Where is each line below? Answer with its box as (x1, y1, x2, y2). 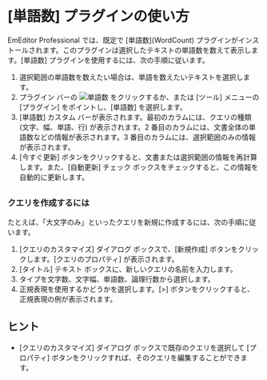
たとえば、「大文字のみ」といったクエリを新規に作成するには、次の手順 (7, 217, 242, 226)
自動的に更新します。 (18, 172, 90, 182)
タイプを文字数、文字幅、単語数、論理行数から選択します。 (18, 274, 215, 284)
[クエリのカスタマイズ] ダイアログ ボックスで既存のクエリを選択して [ (18, 342, 249, 352)
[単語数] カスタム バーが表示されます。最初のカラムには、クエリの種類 (18, 112, 253, 122)
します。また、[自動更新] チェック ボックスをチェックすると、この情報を (18, 162, 259, 172)
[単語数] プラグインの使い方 (7, 7, 189, 26)
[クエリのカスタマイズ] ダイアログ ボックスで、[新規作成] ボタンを (18, 244, 238, 254)
